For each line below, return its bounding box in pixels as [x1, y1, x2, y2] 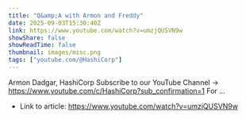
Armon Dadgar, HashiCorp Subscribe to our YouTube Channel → [8, 77, 219, 87]
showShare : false [8, 33, 66, 42]
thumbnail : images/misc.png [8, 48, 102, 56]
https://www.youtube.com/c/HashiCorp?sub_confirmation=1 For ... [8, 86, 226, 95]
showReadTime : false [8, 41, 77, 49]
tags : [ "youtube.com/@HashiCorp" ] [8, 56, 123, 64]
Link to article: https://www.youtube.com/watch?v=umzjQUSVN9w [19, 101, 239, 111]
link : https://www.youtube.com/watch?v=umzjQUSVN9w [8, 26, 183, 34]
